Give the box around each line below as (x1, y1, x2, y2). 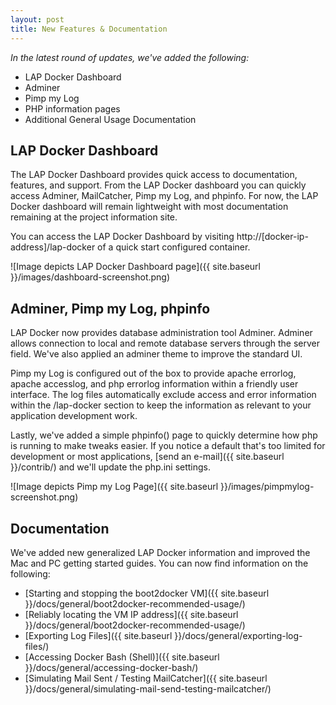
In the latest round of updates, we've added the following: (10, 51, 250, 63)
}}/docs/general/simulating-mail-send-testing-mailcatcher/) (24, 682, 272, 695)
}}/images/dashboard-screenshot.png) (10, 271, 171, 283)
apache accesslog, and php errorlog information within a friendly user (10, 378, 299, 390)
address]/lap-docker (10, 241, 96, 253)
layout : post (10, 14, 65, 25)
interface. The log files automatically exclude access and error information (10, 389, 317, 401)
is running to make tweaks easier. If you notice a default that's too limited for (10, 440, 326, 452)
